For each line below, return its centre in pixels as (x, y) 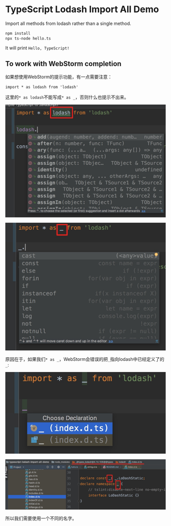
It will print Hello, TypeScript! (37, 48)
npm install (18, 33)
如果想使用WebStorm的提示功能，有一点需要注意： (59, 77)
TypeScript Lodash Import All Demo (82, 9)
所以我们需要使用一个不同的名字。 (41, 518)
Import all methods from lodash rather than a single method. (68, 23)
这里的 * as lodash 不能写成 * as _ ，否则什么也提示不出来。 (67, 97)
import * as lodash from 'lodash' (42, 87)
